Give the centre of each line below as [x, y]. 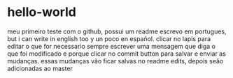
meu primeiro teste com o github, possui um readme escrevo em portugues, [117, 31]
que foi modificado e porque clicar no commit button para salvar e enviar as [116, 54]
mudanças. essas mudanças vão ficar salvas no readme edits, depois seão [115, 61]
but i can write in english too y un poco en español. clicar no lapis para [109, 38]
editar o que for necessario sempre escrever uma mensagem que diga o [111, 46]
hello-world [42, 12]
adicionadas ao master [40, 68]
